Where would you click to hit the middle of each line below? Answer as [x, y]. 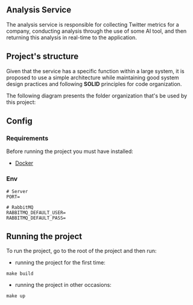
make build [20, 274]
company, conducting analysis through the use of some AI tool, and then [96, 31]
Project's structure [43, 57]
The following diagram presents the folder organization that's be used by [97, 96]
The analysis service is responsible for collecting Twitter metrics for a [93, 24]
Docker [24, 163]
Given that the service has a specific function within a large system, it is [96, 71]
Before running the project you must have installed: [70, 151]
